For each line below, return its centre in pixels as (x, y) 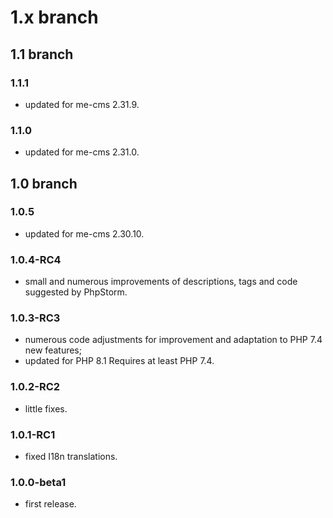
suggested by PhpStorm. (76, 292)
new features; (53, 350)
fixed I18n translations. (71, 457)
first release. (50, 504)
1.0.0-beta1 (38, 482)
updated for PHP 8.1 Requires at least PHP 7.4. (119, 361)
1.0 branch (44, 183)
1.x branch (54, 17)
